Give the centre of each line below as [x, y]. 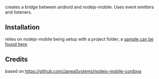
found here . [17, 44]
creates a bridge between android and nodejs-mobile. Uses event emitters [79, 7]
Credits [17, 59]
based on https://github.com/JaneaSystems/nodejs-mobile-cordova [73, 71]
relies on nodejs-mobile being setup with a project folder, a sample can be [79, 39]
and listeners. [19, 12]
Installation [22, 27]
